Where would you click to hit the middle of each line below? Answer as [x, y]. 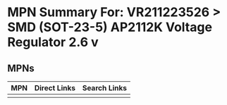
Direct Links [55, 88]
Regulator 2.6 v [53, 42]
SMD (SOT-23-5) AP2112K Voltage [110, 27]
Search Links [105, 88]
